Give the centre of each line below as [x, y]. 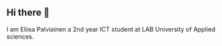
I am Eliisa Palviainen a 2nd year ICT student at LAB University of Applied [111, 29]
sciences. [20, 36]
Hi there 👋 [28, 13]
